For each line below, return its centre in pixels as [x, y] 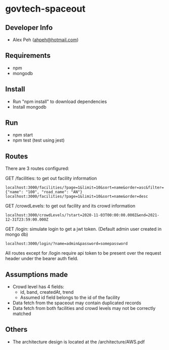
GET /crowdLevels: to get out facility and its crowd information [70, 206]
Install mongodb [29, 107]
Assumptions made [37, 274]
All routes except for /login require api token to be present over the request [83, 253]
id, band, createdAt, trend [47, 292]
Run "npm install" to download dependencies [60, 101]
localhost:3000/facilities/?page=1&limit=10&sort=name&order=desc [77, 197]
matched [22, 314]
